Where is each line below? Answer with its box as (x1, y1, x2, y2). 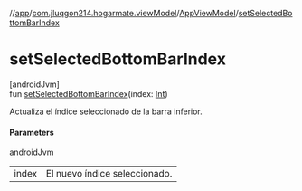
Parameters (9, 127, 54, 138)
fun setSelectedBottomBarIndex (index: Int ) (9, 88, 169, 99)
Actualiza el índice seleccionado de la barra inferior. (9, 106, 203, 117)
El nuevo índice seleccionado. (45, 167, 173, 180)
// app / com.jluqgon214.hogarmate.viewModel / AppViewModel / (9, 8, 240, 18)
